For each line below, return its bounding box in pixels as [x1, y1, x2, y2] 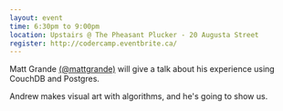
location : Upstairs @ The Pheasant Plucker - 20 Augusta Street [9, 30, 259, 39]
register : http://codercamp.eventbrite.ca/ [9, 38, 178, 48]
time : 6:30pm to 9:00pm [9, 22, 100, 31]
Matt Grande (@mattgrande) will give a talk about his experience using [9, 64, 276, 75]
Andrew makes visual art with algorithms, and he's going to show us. [9, 91, 268, 102]
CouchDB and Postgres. [9, 74, 100, 85]
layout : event [9, 13, 64, 23]
